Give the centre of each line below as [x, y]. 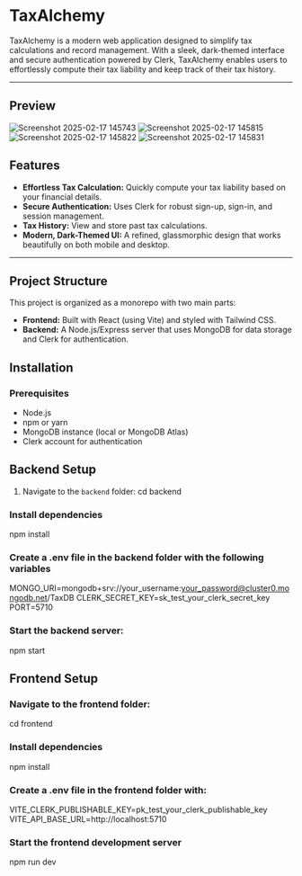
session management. [63, 216]
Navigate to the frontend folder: [80, 704]
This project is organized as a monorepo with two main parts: [123, 303]
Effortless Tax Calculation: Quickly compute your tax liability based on [154, 187]
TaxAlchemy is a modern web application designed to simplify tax [131, 40]
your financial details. [62, 197]
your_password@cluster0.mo [235, 588]
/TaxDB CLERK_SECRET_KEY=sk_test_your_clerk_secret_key [159, 598]
